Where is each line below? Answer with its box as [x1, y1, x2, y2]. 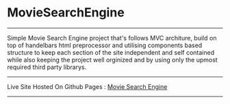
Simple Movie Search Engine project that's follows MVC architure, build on [7, 34, 217, 42]
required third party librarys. [7, 63, 87, 71]
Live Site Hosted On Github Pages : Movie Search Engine [7, 82, 168, 90]
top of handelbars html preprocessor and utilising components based [7, 41, 203, 49]
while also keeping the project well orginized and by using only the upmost [7, 55, 218, 64]
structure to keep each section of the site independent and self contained [7, 48, 214, 56]
